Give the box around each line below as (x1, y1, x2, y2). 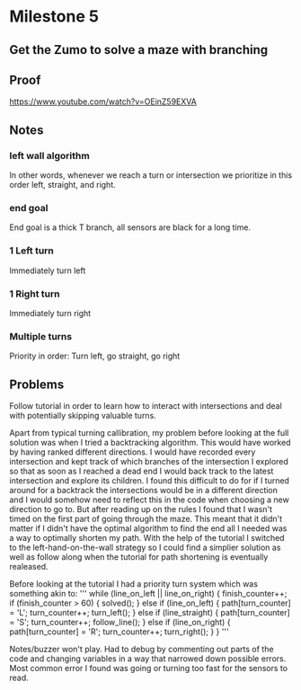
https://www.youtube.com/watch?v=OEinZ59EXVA (9, 96, 198, 107)
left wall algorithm (9, 149, 90, 162)
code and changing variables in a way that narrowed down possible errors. (9, 653, 287, 664)
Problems (9, 376, 65, 392)
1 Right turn (9, 287, 60, 300)
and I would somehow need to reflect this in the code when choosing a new (9, 494, 289, 505)
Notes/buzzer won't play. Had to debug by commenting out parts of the (9, 644, 274, 655)
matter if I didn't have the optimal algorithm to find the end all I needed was (9, 523, 288, 534)
